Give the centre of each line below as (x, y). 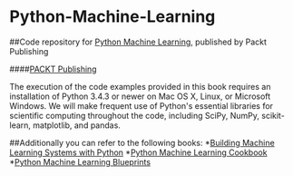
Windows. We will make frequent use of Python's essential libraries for (142, 105)
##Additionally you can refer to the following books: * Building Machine (142, 142)
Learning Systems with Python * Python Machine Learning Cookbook (138, 152)
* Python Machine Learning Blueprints (80, 161)
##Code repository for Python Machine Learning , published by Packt (138, 42)
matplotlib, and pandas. (77, 125)
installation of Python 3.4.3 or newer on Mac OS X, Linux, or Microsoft (140, 96)
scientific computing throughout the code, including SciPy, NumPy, (135, 115)
